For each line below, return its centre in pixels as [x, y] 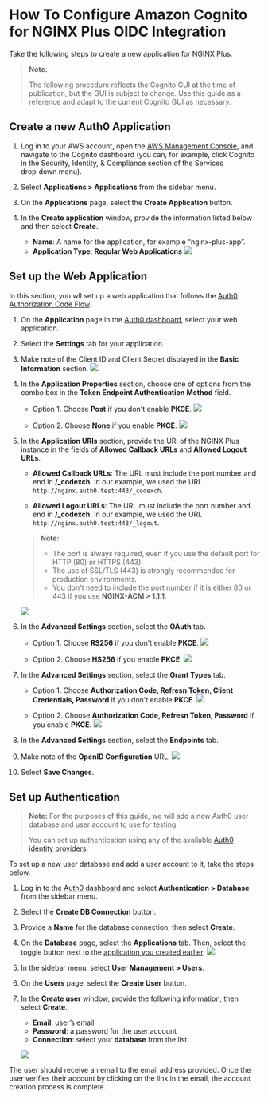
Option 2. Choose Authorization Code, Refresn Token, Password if [143, 715]
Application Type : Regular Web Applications [107, 251]
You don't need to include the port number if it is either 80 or [151, 587]
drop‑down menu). [51, 171]
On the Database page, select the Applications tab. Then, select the [133, 943]
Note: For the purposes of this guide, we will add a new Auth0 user [138, 816]
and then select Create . [59, 226]
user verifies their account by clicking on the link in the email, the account [130, 1078]
